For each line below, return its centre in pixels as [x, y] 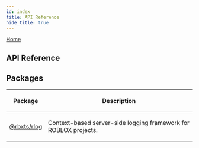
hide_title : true [28, 22]
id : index [18, 12]
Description [119, 101]
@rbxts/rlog [26, 126]
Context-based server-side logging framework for [119, 123]
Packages [25, 78]
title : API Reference [33, 17]
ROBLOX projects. [73, 130]
